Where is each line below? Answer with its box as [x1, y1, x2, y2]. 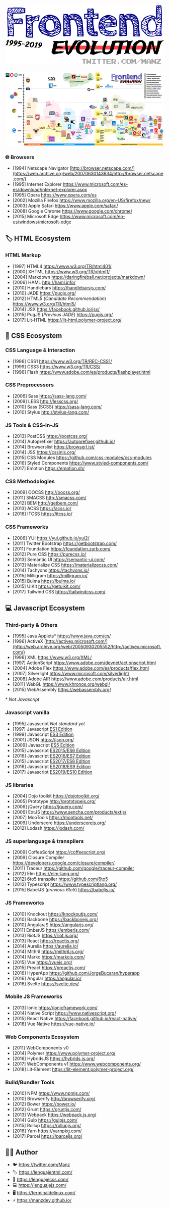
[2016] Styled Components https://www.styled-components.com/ [12, 460, 149, 466]
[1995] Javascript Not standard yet [12, 720, 86, 727]
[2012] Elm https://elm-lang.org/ [12, 871, 79, 877]
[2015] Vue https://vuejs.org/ [12, 959, 73, 965]
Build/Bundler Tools [5, 1079, 55, 1086]
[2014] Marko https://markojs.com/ [12, 953, 86, 960]
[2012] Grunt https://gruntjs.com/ [12, 1106, 81, 1113]
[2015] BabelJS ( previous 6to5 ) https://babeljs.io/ [12, 887, 115, 893]
